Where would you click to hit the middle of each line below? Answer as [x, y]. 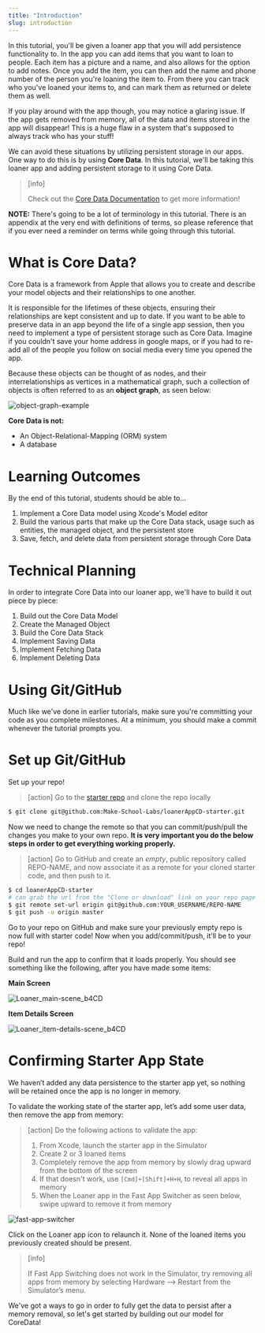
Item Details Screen [41, 1014]
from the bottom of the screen [88, 1170]
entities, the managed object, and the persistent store [106, 530]
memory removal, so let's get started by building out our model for [116, 1313]
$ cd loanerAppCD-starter [50, 891]
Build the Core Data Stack [62, 633]
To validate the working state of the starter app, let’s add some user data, [127, 1106]
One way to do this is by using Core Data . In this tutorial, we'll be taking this [131, 159]
